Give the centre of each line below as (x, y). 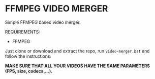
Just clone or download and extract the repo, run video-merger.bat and (77, 51)
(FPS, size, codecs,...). (29, 71)
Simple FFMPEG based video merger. (43, 22)
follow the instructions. (28, 56)
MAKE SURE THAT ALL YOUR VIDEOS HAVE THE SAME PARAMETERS (77, 66)
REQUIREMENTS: (23, 32)
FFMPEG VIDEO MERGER (57, 9)
